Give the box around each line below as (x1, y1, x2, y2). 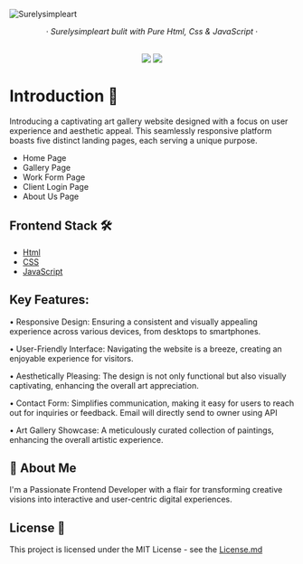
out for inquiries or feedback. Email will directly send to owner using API (9, 407, 278, 418)
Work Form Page (22, 172, 86, 183)
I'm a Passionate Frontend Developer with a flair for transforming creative (9, 484, 283, 495)
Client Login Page (22, 181, 89, 192)
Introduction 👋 (9, 86, 119, 107)
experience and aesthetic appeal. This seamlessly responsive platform (9, 125, 272, 136)
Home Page (22, 152, 67, 163)
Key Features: (9, 292, 90, 307)
